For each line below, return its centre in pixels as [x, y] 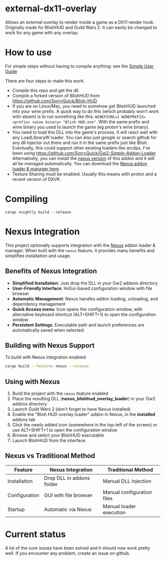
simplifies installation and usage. [38, 256]
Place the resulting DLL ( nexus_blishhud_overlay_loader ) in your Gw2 [84, 399]
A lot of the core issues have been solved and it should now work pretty [78, 548]
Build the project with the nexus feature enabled [60, 393]
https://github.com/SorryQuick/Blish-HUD [55, 101]
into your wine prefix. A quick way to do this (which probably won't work [85, 111]
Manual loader [119, 506]
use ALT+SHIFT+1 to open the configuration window [65, 430]
